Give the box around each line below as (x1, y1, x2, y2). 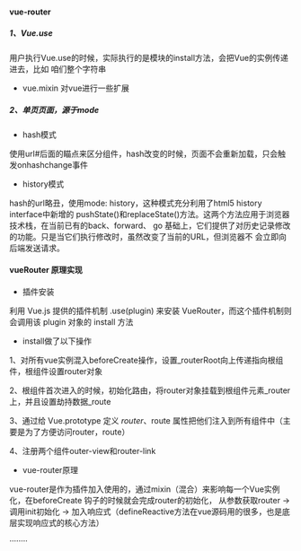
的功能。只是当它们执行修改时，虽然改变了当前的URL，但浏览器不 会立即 (9, 231, 279, 241)
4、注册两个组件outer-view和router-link (9, 445, 156, 456)
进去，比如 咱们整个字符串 (9, 63, 106, 74)
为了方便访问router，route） (24, 426, 130, 437)
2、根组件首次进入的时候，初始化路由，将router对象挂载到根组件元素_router (9, 385, 291, 396)
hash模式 (22, 129, 57, 140)
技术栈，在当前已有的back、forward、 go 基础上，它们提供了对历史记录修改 (9, 220, 291, 231)
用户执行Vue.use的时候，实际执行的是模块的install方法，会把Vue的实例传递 (9, 52, 289, 63)
